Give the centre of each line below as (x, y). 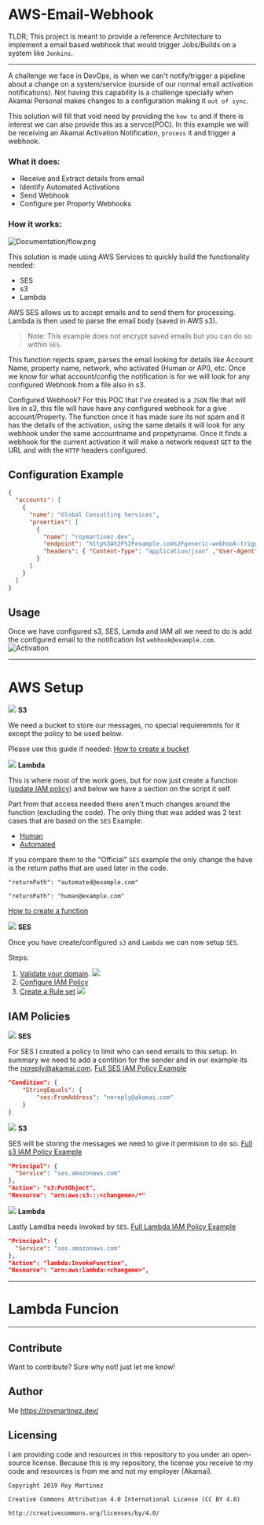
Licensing (33, 1436)
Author (26, 1392)
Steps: (18, 957)
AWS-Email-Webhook (81, 15)
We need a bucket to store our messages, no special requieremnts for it (124, 725)
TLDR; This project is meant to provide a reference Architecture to (115, 36)
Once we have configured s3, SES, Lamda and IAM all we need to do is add (130, 631)
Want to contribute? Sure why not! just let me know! (92, 1367)
